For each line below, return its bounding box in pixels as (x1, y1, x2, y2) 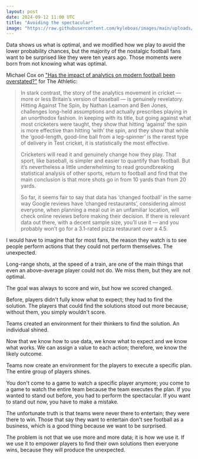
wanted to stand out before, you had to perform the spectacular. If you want (6, 392, 190, 399)
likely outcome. (6, 350, 43, 357)
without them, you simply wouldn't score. (6, 308, 107, 316)
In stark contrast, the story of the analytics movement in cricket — (20, 89, 181, 96)
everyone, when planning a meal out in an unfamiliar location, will (20, 206, 180, 213)
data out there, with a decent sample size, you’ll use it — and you (20, 219, 179, 226)
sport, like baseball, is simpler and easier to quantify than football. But (20, 157, 190, 164)
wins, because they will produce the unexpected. (6, 447, 126, 454)
